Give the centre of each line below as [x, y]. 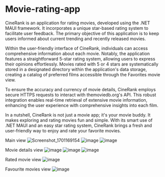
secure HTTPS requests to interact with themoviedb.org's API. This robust [81, 95]
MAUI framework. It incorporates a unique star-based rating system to [77, 28]
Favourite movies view [28, 169]
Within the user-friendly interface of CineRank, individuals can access [77, 48]
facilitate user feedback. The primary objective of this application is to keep [82, 33]
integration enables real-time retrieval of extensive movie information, [76, 100]
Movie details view [24, 150]
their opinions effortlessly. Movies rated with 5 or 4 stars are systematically [82, 64]
